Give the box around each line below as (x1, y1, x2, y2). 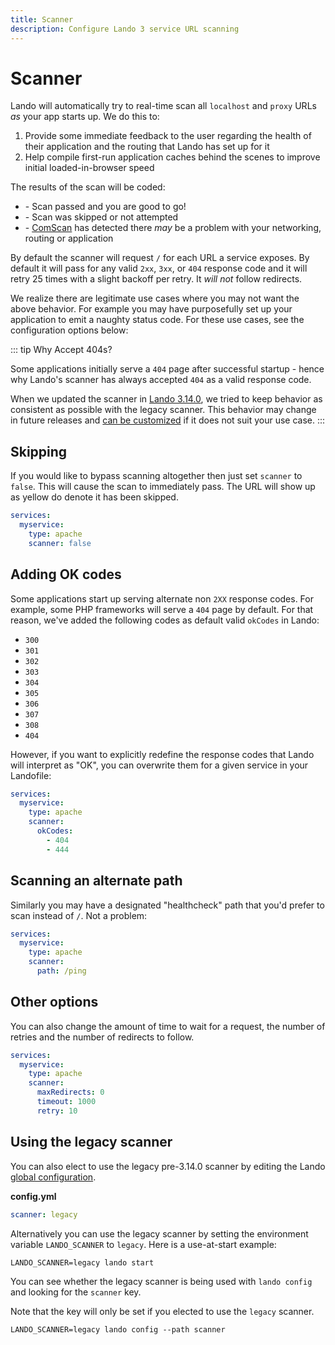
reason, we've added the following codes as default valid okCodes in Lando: (10, 614, 320, 626)
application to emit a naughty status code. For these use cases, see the (10, 314, 305, 326)
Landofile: (10, 769, 52, 781)
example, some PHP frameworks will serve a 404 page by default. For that (10, 603, 314, 615)
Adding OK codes (10, 566, 122, 583)
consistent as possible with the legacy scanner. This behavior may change (10, 404, 317, 416)
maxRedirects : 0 (36, 1087, 105, 1098)
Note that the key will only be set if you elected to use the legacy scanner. (10, 1305, 315, 1317)
